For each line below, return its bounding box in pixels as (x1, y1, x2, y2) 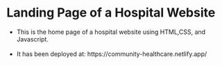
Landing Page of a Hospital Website (6, 5, 216, 21)
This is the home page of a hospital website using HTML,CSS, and (16, 28, 206, 36)
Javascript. (16, 35, 49, 43)
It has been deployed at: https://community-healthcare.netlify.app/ (16, 50, 207, 58)
